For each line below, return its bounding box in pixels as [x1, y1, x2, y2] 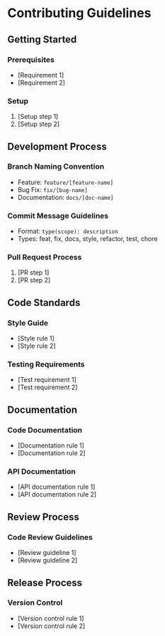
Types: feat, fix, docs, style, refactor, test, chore [17, 235, 158, 243]
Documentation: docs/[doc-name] [17, 193, 114, 201]
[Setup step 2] [17, 120, 60, 129]
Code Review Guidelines [7, 532, 93, 542]
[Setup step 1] [17, 112, 59, 121]
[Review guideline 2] [17, 556, 78, 565]
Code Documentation [7, 425, 83, 435]
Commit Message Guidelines [7, 211, 108, 221]
